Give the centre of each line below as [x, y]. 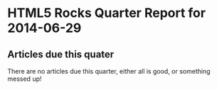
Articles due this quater [61, 54]
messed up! [25, 79]
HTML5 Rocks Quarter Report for [107, 13]
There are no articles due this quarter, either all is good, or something [109, 71]
